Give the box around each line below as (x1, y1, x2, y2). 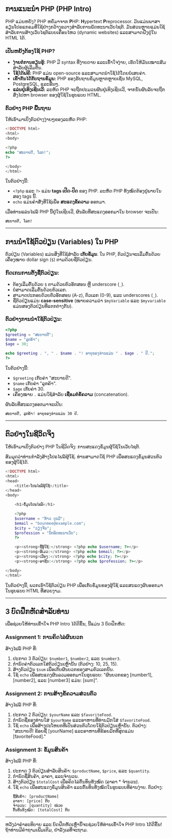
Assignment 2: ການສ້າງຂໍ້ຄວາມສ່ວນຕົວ (5, 690, 97, 697)
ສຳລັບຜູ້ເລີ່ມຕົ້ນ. (12, 65, 42, 71)
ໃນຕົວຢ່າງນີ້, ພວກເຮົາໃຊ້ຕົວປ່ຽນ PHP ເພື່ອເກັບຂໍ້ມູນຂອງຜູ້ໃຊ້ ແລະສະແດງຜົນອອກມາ (5, 582, 163, 588)
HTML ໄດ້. (5, 34, 27, 41)
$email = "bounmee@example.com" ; (14, 521, 86, 526)
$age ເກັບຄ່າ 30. (12, 386, 45, 392)
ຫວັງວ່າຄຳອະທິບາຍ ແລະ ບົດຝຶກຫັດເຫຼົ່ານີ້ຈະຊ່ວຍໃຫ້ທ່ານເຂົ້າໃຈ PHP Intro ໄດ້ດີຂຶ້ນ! (5, 822, 162, 828)
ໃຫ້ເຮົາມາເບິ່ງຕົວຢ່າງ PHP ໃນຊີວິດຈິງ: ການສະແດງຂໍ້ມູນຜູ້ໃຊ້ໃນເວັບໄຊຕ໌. (5, 443, 141, 449)
